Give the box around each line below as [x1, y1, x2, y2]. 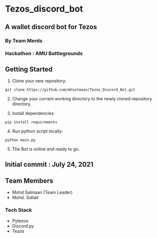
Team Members [5, 177, 53, 185]
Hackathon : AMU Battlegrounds [5, 50, 83, 57]
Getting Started [5, 65, 53, 73]
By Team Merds [5, 37, 43, 44]
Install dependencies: [12, 111, 55, 116]
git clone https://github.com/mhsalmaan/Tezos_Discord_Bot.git [5, 87, 136, 93]
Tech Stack [5, 207, 32, 214]
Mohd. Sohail [12, 195, 39, 201]
